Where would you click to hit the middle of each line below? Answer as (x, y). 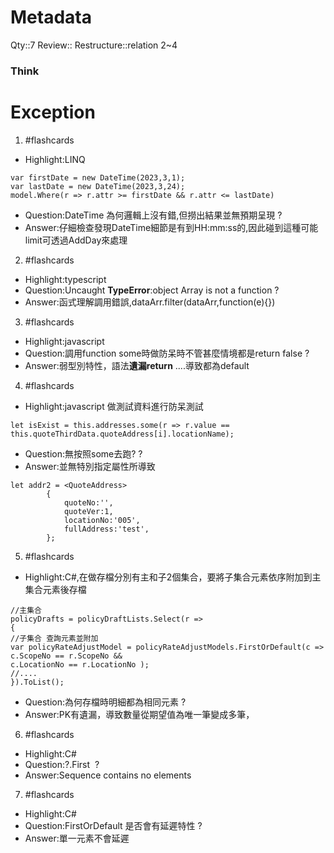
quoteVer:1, (88, 511)
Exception (53, 112)
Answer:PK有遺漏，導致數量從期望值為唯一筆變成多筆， (139, 714)
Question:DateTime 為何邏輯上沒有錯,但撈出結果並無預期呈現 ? (153, 215)
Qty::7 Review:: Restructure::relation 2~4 (94, 45)
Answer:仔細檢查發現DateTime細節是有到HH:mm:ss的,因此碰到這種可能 (171, 227)
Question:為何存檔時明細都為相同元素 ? (105, 702)
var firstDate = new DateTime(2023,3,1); (98, 177)
